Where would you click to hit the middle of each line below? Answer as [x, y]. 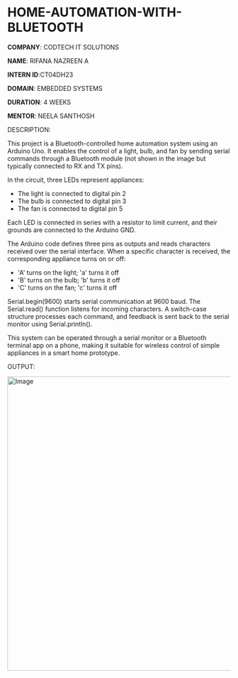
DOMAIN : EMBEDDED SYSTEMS [55, 88]
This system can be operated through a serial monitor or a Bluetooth [107, 337]
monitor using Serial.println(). [50, 324]
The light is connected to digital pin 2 [72, 193]
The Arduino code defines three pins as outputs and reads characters [109, 244]
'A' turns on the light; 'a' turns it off [68, 272]
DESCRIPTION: [29, 129]
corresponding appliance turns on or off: [67, 258]
